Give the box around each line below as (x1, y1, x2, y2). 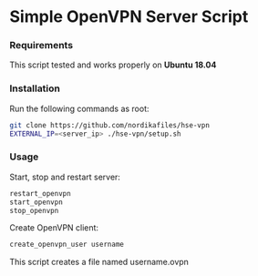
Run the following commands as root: (9, 103, 150, 114)
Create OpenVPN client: (9, 222, 98, 233)
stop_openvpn (9, 206, 59, 215)
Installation (9, 82, 61, 95)
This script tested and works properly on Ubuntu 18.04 (9, 59, 217, 70)
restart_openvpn (9, 189, 71, 198)
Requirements (9, 39, 74, 52)
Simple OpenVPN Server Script (9, 6, 249, 27)
